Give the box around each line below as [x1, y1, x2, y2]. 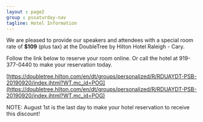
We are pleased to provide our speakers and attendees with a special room [6, 37, 194, 44]
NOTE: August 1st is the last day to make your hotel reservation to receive [6, 104, 190, 111]
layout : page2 [6, 8, 45, 15]
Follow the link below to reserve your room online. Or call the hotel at [6, 55, 178, 62]
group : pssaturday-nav [6, 14, 67, 21]
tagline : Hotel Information [6, 20, 78, 26]
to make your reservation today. [33, 61, 113, 68]
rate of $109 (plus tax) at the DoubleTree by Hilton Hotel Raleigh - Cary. [6, 43, 185, 50]
